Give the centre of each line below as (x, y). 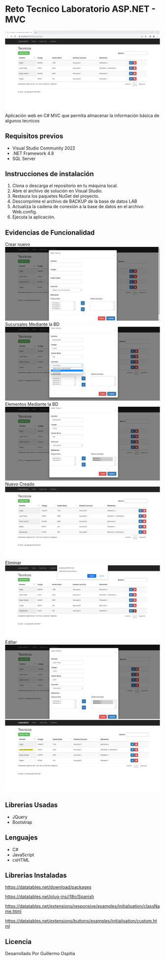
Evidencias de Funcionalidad (50, 232)
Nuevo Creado (20, 484)
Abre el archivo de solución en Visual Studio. (57, 191)
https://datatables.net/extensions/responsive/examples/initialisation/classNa (82, 906)
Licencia (18, 942)
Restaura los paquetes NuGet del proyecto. (56, 196)
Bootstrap (22, 822)
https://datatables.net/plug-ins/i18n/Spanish (50, 897)
